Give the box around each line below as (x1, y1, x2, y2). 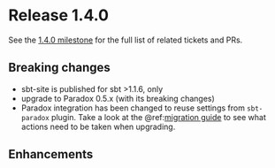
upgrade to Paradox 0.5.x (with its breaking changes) (20, 93, 216, 103)
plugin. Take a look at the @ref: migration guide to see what (50, 111, 267, 122)
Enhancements (8, 147, 94, 162)
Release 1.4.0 (8, 5, 110, 26)
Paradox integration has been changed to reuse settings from (20, 103, 245, 113)
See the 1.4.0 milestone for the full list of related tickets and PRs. (8, 34, 243, 45)
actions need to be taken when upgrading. (20, 121, 176, 132)
